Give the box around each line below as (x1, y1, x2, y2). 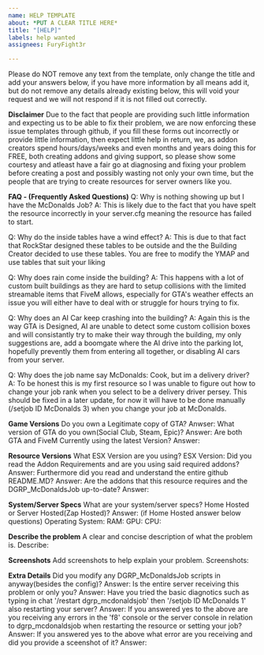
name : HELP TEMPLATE (8, 11, 76, 20)
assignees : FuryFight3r (8, 41, 87, 49)
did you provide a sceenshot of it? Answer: (8, 638, 147, 647)
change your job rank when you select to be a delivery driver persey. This (8, 387, 247, 396)
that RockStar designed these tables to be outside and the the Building (8, 241, 237, 251)
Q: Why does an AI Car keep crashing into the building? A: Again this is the (8, 313, 251, 323)
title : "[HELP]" (8, 26, 61, 34)
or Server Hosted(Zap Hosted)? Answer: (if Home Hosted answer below (8, 508, 242, 518)
